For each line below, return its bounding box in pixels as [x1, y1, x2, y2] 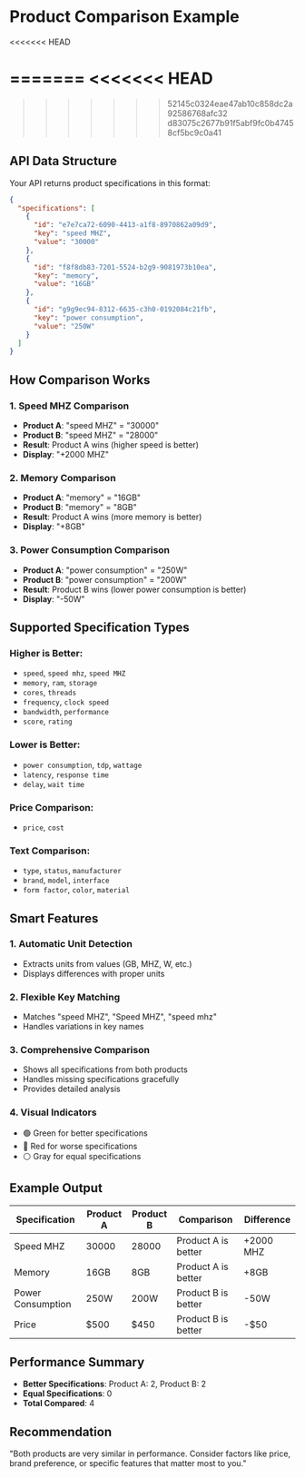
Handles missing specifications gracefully [22, 1074, 180, 1085]
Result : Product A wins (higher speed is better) [22, 439, 200, 450]
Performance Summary [9, 1355, 145, 1370]
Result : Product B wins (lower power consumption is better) [22, 584, 247, 595]
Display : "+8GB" [22, 521, 86, 532]
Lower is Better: [9, 738, 81, 751]
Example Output [9, 1180, 103, 1196]
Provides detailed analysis [22, 1083, 121, 1095]
